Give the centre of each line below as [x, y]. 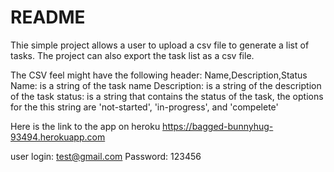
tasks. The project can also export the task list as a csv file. [132, 55]
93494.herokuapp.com [58, 137]
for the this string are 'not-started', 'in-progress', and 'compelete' [144, 107]
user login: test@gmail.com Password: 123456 [106, 156]
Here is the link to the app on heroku [85, 126]
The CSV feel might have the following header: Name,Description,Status [159, 75]
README [48, 17]
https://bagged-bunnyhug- [218, 126]
